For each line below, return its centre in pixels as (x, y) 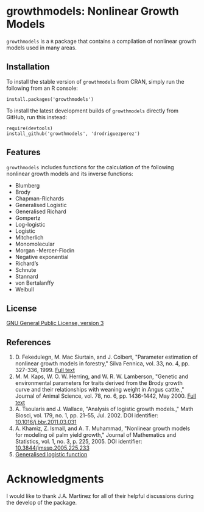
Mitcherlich (29, 237)
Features (23, 152)
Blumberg (27, 185)
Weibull (25, 289)
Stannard (26, 276)
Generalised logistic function (51, 455)
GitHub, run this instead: (37, 117)
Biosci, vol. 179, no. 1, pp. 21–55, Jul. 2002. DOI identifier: (86, 415)
